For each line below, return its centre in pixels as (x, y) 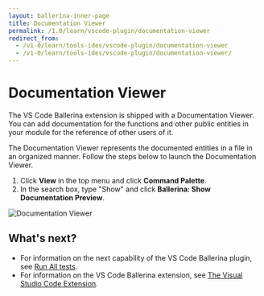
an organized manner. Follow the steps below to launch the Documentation (132, 156)
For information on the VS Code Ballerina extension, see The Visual (131, 275)
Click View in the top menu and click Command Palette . (113, 180)
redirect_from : (34, 38)
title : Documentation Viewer (57, 23)
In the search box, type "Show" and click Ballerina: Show (115, 189)
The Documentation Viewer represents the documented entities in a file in (131, 148)
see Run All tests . (49, 266)
